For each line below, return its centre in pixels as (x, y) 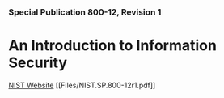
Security (38, 63)
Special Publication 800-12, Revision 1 (85, 12)
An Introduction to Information (112, 46)
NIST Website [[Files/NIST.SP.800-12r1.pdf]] (82, 85)
